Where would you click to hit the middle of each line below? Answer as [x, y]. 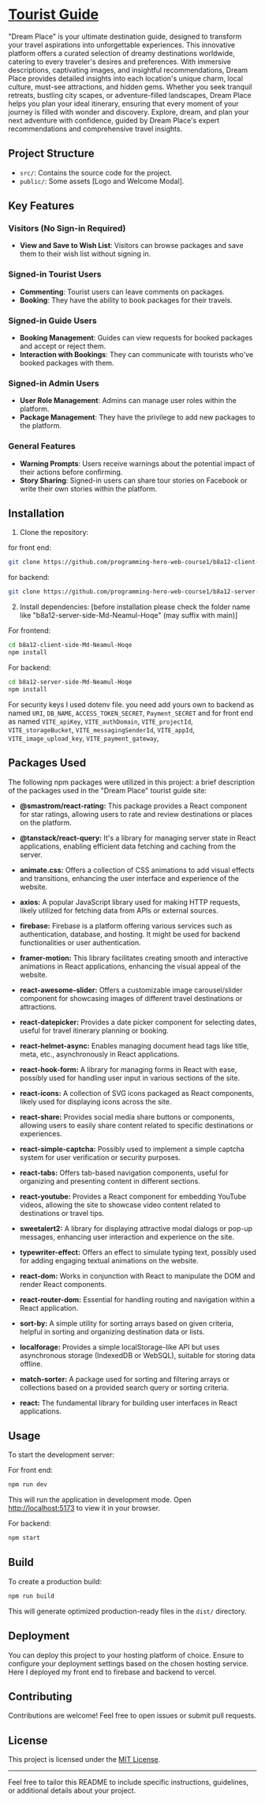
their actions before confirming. [71, 472]
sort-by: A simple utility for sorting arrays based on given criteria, [127, 1323]
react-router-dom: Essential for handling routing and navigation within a [137, 1299]
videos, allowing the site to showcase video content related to [120, 1205]
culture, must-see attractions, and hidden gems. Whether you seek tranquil [130, 87]
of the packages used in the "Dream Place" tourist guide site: [108, 790]
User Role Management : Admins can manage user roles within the [128, 401]
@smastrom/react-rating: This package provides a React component [133, 806]
